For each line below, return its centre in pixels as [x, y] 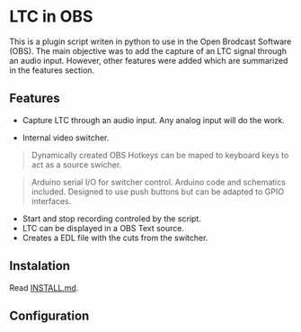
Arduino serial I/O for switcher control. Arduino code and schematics [158, 182]
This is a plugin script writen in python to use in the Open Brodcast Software [150, 41]
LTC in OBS [51, 17]
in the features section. [52, 70]
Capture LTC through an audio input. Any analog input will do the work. [153, 120]
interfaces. [51, 201]
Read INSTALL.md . [44, 287]
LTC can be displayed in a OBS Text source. [103, 228]
